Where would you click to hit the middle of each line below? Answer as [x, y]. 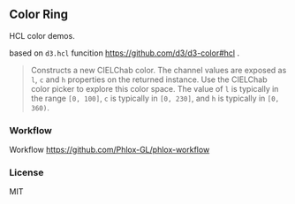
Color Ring [39, 15]
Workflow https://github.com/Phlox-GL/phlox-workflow [110, 150]
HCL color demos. [42, 35]
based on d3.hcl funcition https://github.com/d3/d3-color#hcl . [125, 53]
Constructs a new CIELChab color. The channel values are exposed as [159, 70]
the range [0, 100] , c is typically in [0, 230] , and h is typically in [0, [155, 98]
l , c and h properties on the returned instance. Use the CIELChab [149, 79]
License [26, 173]
